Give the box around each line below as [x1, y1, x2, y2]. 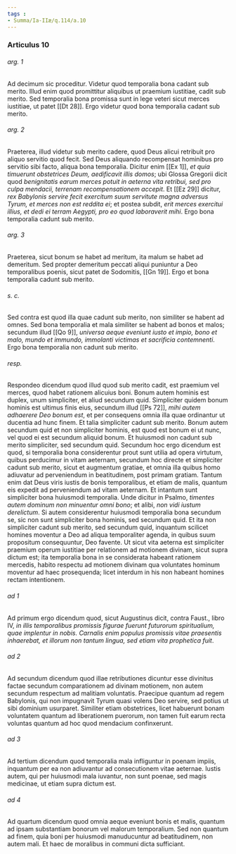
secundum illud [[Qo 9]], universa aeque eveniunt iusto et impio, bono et [7, 328, 218, 337]
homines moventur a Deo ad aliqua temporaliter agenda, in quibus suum [7, 531, 216, 539]
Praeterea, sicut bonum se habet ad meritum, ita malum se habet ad [7, 253, 204, 261]
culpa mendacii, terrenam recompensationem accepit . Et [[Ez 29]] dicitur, [7, 185, 221, 193]
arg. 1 [7, 58, 23, 66]
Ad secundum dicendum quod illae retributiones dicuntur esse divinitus [7, 674, 214, 682]
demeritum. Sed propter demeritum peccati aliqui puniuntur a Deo [7, 260, 198, 268]
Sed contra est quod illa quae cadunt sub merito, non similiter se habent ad [7, 313, 225, 321]
